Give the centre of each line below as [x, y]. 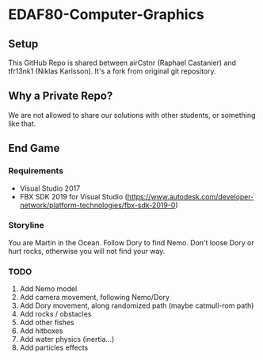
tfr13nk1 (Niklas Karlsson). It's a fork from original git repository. [112, 71]
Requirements [36, 171]
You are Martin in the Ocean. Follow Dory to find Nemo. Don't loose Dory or [131, 242]
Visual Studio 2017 [50, 188]
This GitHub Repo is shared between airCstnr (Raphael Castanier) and [122, 63]
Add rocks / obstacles [55, 314]
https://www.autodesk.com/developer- [191, 196]
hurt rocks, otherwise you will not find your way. [87, 251]
